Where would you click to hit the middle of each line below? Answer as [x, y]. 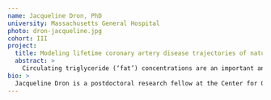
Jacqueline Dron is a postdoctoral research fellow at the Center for [136, 83]
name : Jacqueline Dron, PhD [55, 16]
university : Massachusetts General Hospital [84, 23]
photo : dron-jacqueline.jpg [55, 31]
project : [22, 46]
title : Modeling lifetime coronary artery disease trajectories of [131, 53]
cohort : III [28, 38]
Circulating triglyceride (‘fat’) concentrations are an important [138, 69]
